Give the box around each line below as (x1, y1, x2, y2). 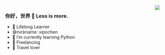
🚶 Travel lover (12, 45, 40, 51)
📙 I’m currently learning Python (12, 34, 75, 40)
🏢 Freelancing (12, 39, 40, 45)
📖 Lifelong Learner (12, 24, 50, 30)
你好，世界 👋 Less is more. (5, 12, 69, 19)
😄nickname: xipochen (12, 29, 58, 35)
